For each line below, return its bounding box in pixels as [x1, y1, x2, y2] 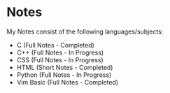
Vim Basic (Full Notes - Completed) [16, 78, 119, 86]
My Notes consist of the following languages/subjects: [6, 27, 164, 36]
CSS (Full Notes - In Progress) [16, 55, 104, 64]
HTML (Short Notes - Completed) [16, 63, 113, 71]
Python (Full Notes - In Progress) [16, 71, 112, 79]
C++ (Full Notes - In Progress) [16, 48, 104, 57]
